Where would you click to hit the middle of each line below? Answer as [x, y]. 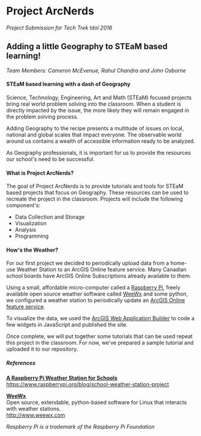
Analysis [25, 230]
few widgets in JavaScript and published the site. [67, 325]
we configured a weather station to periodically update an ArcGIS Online [96, 300]
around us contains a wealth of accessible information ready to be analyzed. [101, 141]
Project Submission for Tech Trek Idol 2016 [59, 28]
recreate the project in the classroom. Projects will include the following [94, 199]
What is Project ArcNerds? [40, 173]
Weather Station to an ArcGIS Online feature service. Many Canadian [102, 270]
